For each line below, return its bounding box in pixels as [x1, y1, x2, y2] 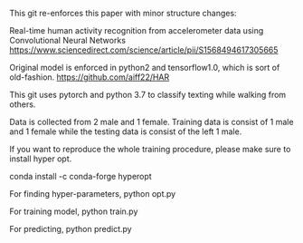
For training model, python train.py [9, 206, 138, 217]
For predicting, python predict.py [9, 224, 133, 234]
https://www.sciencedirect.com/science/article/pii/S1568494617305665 [9, 44, 279, 55]
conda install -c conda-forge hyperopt [9, 171, 152, 181]
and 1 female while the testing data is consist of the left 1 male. [9, 126, 242, 137]
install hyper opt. [9, 153, 72, 164]
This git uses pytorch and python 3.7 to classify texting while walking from [9, 90, 287, 100]
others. [9, 99, 36, 110]
